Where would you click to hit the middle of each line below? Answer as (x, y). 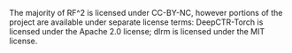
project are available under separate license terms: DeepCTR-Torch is (136, 22)
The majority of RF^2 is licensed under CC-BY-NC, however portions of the (146, 13)
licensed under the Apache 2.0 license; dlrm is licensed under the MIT (137, 31)
